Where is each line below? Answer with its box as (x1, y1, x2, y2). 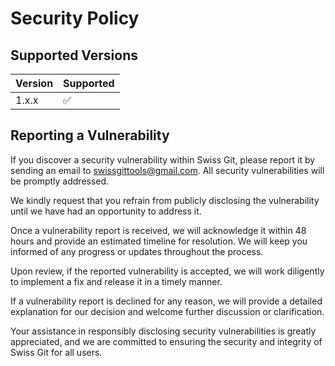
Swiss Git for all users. (10, 346, 103, 358)
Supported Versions (10, 47, 138, 64)
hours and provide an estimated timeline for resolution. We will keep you (10, 235, 308, 247)
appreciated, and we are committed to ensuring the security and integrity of (10, 335, 323, 347)
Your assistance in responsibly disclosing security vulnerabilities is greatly (10, 325, 317, 337)
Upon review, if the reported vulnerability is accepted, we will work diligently (10, 265, 325, 277)
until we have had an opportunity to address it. (10, 205, 202, 217)
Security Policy (10, 7, 140, 30)
